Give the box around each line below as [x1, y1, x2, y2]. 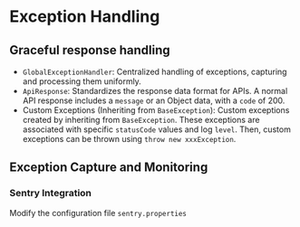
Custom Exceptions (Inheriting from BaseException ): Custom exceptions [22, 105, 290, 115]
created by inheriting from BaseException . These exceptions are [22, 115, 260, 125]
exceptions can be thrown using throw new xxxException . [22, 134, 237, 144]
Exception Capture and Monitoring [9, 160, 208, 175]
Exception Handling [9, 6, 160, 27]
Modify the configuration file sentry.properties [9, 207, 188, 218]
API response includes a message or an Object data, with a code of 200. [22, 95, 285, 106]
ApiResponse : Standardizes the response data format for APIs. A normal [22, 86, 288, 96]
